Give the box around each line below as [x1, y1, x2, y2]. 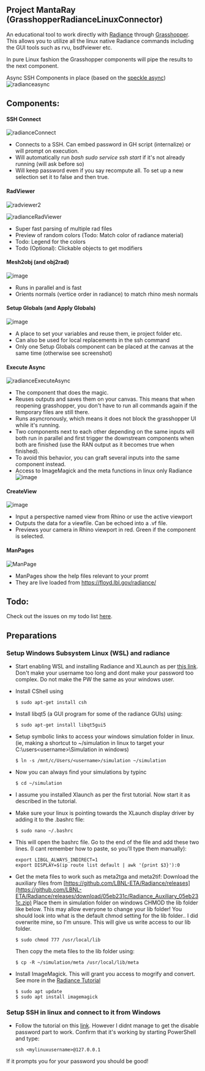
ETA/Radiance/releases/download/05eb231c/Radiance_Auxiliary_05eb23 [15, 893, 199, 900]
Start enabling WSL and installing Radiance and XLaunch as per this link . [15, 663, 198, 670]
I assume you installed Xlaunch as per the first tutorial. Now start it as [15, 791, 191, 798]
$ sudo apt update [15, 989, 62, 995]
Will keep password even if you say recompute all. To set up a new [15, 167, 184, 174]
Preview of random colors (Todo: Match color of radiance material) [15, 231, 184, 238]
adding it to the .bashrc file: [15, 816, 85, 823]
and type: [15, 1035, 40, 1042]
